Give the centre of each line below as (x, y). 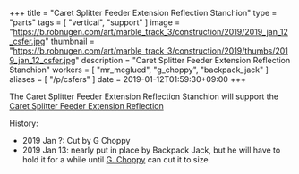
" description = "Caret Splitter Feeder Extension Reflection (183, 60)
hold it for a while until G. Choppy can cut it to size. (116, 159)
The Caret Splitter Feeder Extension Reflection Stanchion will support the (144, 96)
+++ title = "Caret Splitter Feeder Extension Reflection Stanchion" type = (143, 13)
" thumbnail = (70, 41)
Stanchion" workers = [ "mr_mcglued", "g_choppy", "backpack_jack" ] (139, 70)
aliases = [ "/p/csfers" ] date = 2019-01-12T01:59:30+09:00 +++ (128, 79)
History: (24, 123)
